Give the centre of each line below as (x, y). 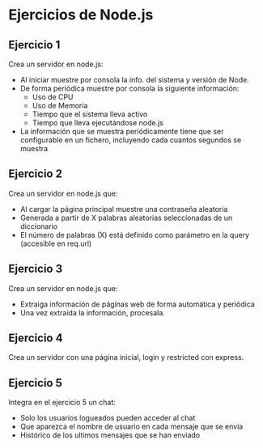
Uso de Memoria (60, 106)
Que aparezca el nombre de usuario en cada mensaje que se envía (131, 427)
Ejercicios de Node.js (81, 15)
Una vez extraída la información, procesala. (93, 312)
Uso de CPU (53, 97)
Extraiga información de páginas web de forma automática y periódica (137, 304)
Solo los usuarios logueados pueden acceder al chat (108, 418)
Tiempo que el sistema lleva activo (90, 114)
